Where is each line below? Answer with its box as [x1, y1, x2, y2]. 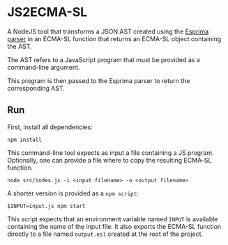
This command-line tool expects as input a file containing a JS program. [7, 148, 214, 157]
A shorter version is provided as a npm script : [7, 189, 139, 198]
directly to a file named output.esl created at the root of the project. [7, 230, 204, 238]
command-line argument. [7, 63, 80, 71]
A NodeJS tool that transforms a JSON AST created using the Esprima [7, 27, 209, 36]
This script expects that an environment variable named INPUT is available [7, 214, 218, 223]
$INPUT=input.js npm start [7, 202, 86, 209]
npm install [7, 136, 42, 143]
